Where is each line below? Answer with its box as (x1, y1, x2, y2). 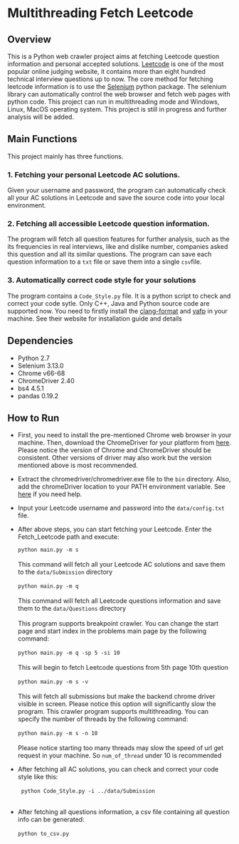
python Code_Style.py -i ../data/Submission (21, 788, 155, 795)
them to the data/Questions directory (17, 604, 127, 613)
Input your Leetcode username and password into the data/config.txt (17, 503, 225, 513)
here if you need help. (17, 490, 83, 498)
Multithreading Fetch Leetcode (7, 5, 194, 21)
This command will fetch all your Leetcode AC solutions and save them (17, 560, 225, 569)
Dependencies (7, 335, 73, 347)
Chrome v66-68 (17, 368, 65, 378)
